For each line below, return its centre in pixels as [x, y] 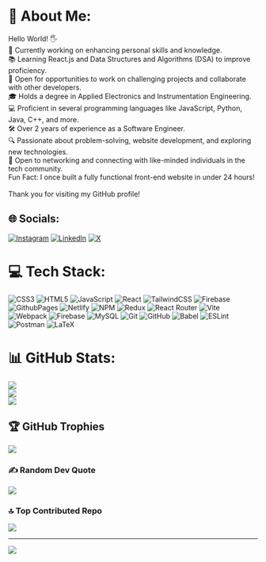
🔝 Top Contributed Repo [55, 510]
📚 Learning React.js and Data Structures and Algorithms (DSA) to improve [129, 59]
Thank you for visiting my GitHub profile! [74, 194]
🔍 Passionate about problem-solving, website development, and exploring [130, 140]
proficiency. [28, 70]
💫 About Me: [50, 16]
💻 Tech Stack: [57, 271]
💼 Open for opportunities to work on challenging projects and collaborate [127, 79]
